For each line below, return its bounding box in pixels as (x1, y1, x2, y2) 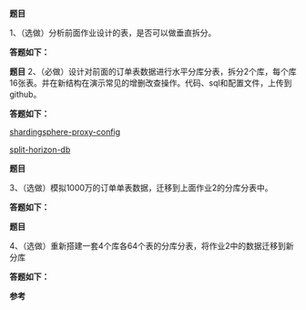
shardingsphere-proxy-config (9, 127, 121, 137)
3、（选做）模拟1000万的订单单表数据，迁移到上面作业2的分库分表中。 (9, 182, 273, 193)
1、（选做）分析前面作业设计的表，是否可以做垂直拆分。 (9, 27, 217, 38)
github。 (9, 89, 42, 99)
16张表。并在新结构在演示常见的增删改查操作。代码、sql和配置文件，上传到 (9, 77, 292, 88)
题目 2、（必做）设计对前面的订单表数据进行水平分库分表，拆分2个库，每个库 (9, 67, 298, 77)
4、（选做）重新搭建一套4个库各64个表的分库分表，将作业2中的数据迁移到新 (9, 241, 294, 251)
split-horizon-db (9, 144, 71, 155)
